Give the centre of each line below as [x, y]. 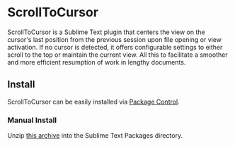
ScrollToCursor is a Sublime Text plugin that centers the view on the [106, 32]
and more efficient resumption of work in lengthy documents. [97, 62]
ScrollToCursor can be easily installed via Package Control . [93, 102]
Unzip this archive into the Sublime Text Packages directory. [95, 136]
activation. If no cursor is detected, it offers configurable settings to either [115, 47]
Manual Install [32, 120]
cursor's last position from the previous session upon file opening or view [114, 39]
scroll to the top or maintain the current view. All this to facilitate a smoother [117, 55]
